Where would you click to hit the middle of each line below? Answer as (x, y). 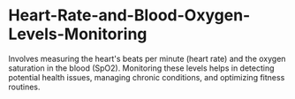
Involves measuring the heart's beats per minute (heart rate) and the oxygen (147, 58)
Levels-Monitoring (78, 34)
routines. (24, 87)
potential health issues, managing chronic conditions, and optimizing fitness (147, 77)
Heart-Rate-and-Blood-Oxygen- (129, 15)
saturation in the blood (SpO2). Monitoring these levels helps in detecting (141, 68)
